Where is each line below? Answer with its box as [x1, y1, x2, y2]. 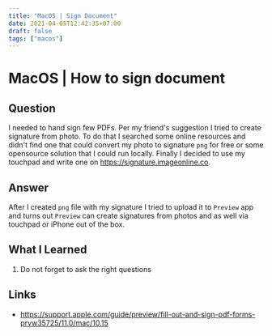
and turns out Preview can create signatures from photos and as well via [8, 211, 249, 221]
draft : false [8, 27, 53, 35]
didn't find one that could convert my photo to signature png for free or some [8, 140, 264, 150]
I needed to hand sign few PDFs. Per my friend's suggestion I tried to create [8, 123, 261, 133]
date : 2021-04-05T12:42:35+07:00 [8, 19, 121, 28]
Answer [8, 181, 49, 194]
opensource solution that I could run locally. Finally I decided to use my [8, 149, 245, 159]
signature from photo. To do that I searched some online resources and [8, 131, 246, 142]
